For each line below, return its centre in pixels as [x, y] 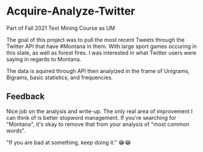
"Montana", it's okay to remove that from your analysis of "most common [98, 124]
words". [16, 130]
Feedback [26, 96]
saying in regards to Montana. [44, 59]
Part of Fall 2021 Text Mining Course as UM [61, 28]
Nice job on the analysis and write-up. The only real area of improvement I [100, 111]
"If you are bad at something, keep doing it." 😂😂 [69, 142]
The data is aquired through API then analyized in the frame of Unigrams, [98, 71]
